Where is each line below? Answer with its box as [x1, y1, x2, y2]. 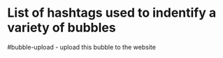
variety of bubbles [7, 20, 117, 36]
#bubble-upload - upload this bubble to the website [7, 43, 156, 51]
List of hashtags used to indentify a [7, 5, 217, 21]
